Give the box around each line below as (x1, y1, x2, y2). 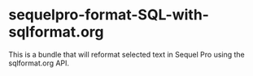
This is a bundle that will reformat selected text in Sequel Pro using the (8, 49, 246, 59)
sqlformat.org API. (8, 58, 70, 68)
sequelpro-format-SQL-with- (8, 6, 210, 24)
